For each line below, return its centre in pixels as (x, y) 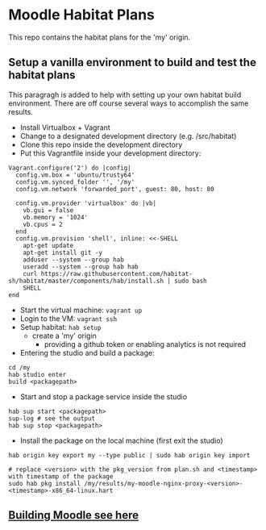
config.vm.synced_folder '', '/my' (75, 182)
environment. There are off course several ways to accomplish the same (129, 103)
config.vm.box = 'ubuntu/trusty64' (75, 175)
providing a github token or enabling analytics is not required (145, 344)
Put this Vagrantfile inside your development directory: (110, 153)
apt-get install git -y (63, 252)
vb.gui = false (48, 210)
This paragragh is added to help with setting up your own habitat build (125, 94)
